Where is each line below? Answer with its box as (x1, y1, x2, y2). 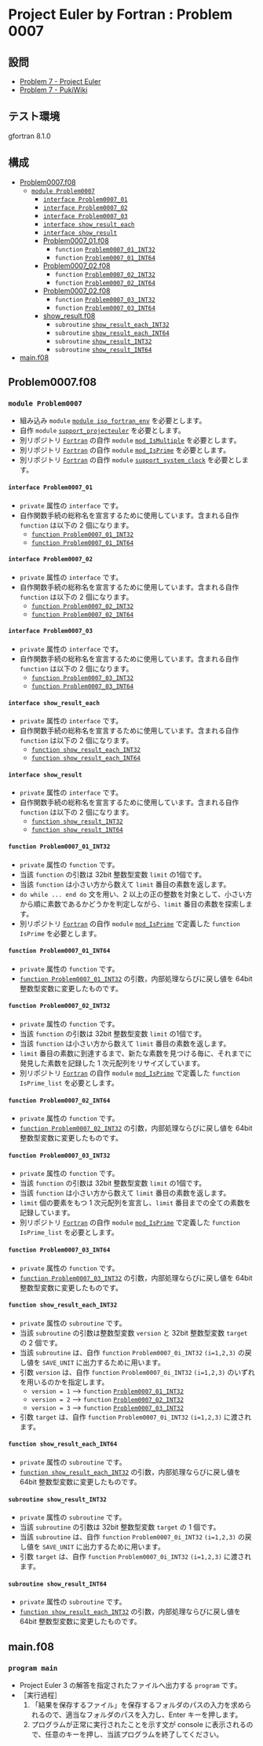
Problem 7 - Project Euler (19, 77, 101, 86)
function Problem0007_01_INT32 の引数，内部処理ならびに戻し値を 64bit (19, 973, 253, 983)
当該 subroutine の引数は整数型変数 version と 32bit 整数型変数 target (19, 1328, 248, 1337)
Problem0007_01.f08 (42, 236, 110, 245)
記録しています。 (19, 1208, 75, 1218)
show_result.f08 (42, 311, 96, 320)
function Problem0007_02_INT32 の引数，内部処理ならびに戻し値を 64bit (19, 1123, 253, 1133)
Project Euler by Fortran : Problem (8, 6, 233, 24)
